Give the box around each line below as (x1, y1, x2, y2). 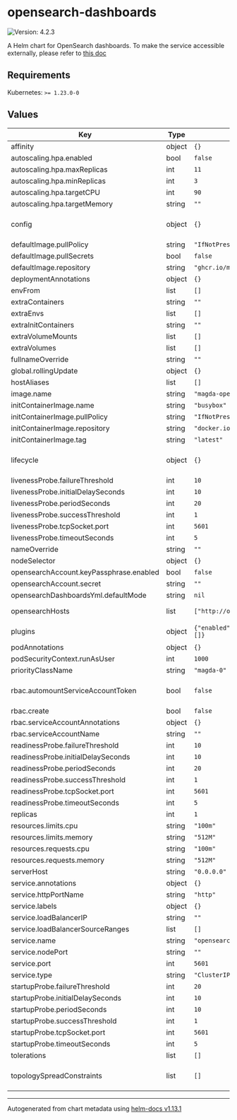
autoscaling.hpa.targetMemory (11, 199, 113, 208)
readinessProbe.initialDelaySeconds (11, 752, 130, 762)
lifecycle (11, 455, 39, 465)
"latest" (193, 435, 224, 444)
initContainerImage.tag (11, 435, 87, 444)
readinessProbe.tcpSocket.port (11, 786, 114, 796)
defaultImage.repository (11, 262, 91, 272)
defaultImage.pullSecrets (11, 251, 94, 261)
